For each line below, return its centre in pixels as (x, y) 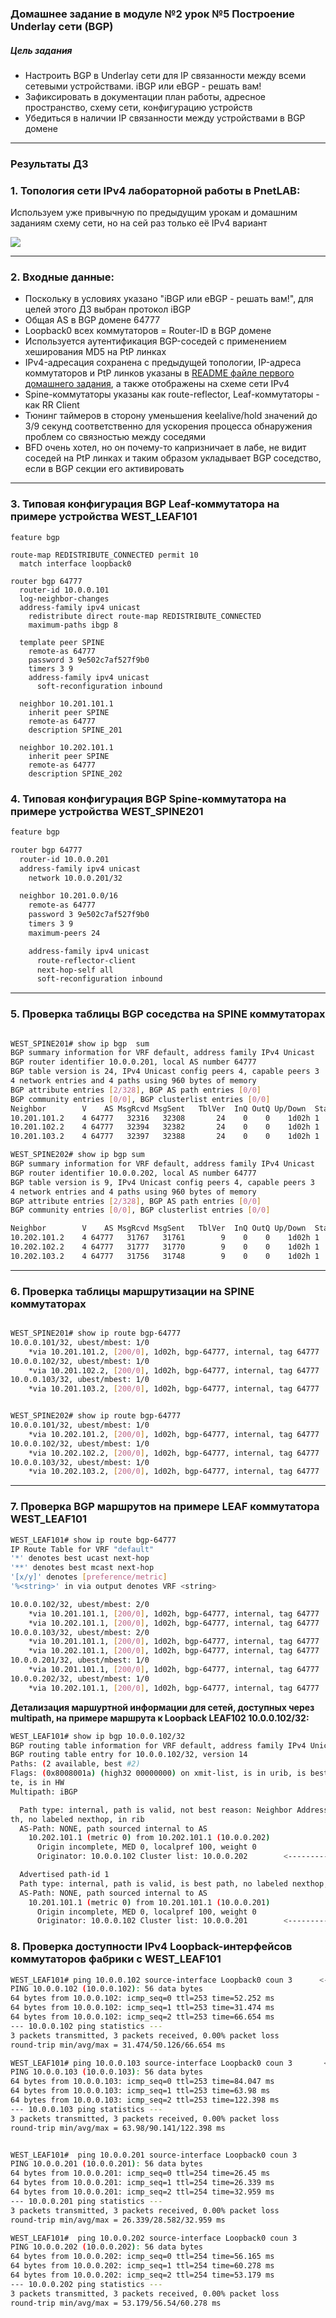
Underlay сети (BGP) (62, 26)
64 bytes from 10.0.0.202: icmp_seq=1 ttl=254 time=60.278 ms (142, 2266)
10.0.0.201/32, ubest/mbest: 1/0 (80, 1660)
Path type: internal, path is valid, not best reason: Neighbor (156, 1810)
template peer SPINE (62, 642)
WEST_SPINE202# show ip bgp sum (77, 1155)
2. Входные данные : (62, 277)
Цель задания (41, 50)
